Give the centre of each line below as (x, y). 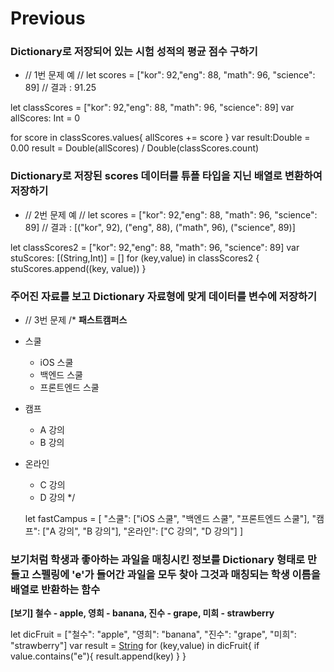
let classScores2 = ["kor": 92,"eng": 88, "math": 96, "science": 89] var (155, 247)
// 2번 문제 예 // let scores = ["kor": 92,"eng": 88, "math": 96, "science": (171, 214)
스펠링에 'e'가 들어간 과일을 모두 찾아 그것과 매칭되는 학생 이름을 (176, 574)
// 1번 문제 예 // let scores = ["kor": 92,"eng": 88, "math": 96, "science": (170, 75)
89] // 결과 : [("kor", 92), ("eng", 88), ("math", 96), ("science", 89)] (160, 227)
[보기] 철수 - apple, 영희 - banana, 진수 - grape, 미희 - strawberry (142, 613)
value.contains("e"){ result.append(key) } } (98, 656)
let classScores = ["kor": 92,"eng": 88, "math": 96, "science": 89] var (152, 108)
